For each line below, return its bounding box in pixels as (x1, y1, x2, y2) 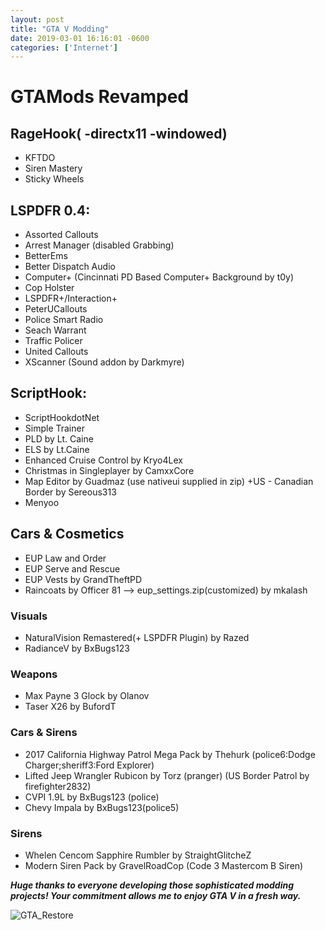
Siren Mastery (24, 162, 83, 175)
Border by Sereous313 (24, 486, 117, 498)
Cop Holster (24, 282, 75, 294)
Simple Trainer (24, 422, 85, 434)
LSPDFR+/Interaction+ (24, 292, 118, 305)
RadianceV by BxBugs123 (24, 642, 130, 654)
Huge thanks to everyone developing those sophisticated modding (10, 879, 295, 891)
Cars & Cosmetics (10, 526, 125, 543)
